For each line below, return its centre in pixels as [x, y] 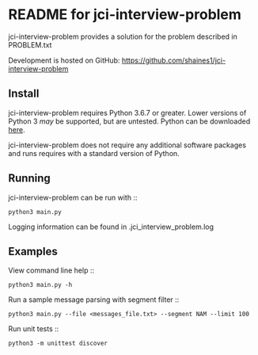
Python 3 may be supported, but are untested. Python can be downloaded [129, 121]
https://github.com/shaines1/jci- [174, 60]
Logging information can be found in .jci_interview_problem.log [111, 227]
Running [30, 179]
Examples [33, 251]
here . [17, 129]
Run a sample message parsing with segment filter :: [94, 300]
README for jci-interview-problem [125, 15]
